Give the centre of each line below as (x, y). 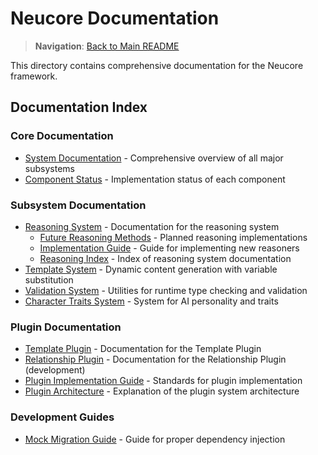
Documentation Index (79, 107)
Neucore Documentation (115, 18)
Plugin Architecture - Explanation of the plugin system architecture (162, 391)
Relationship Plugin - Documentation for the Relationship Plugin (155, 359)
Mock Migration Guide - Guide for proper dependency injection (155, 439)
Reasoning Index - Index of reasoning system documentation (165, 258)
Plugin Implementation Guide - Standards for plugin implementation (163, 381)
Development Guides (62, 417)
